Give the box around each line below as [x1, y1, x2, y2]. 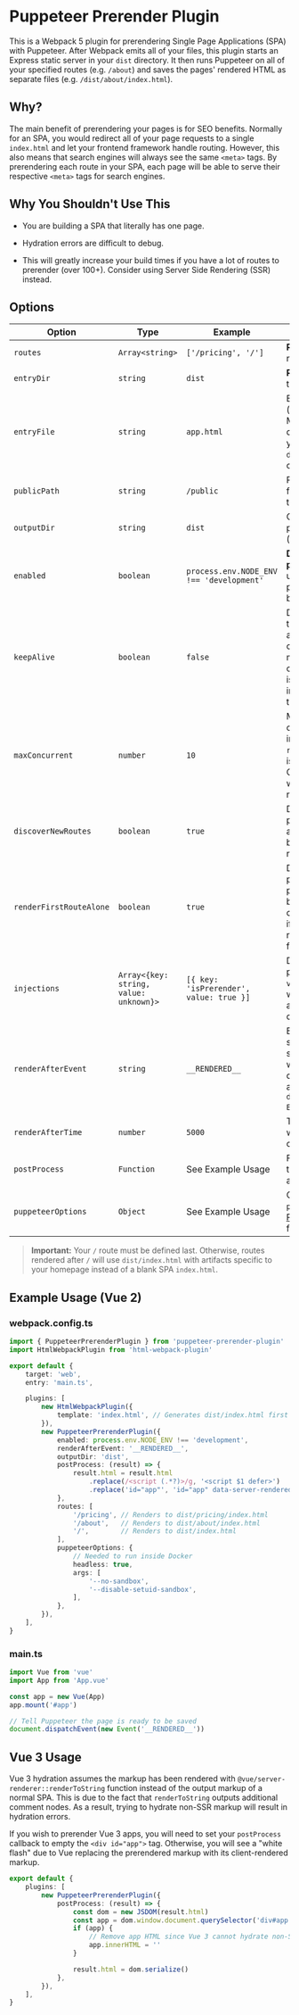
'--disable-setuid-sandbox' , [88, 1585, 198, 1594]
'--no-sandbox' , [88, 1577, 149, 1586]
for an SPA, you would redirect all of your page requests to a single [9, 132, 255, 144]
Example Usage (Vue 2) [9, 1289, 142, 1305]
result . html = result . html [72, 1469, 174, 1478]
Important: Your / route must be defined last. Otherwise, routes [30, 1245, 265, 1256]
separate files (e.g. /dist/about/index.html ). [9, 73, 174, 84]
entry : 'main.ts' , [25, 1378, 93, 1387]
